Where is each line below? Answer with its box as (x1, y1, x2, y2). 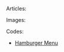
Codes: (6, 28, 24, 35)
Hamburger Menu (14, 40, 58, 46)
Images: (6, 17, 26, 23)
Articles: (6, 5, 27, 12)
